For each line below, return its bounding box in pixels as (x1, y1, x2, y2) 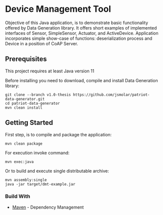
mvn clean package (5, 141, 43, 146)
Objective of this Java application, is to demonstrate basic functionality (5, 20, 148, 26)
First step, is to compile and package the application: (5, 131, 112, 137)
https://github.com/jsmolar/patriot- (72, 92, 150, 97)
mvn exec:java (5, 159, 34, 164)
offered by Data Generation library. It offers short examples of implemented (5, 25, 157, 31)
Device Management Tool (5, 3, 111, 15)
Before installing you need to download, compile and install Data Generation (5, 77, 158, 83)
